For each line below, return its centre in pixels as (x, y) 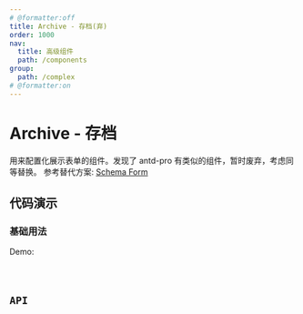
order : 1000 (32, 35)
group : (22, 69)
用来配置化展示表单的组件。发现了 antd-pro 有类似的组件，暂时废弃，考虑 (148, 160)
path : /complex (46, 77)
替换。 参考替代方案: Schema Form (82, 172)
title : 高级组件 (46, 52)
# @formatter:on (40, 86)
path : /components (53, 60)
